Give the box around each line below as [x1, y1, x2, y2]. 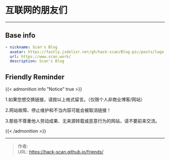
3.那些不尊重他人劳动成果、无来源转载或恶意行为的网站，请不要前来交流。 [5, 118, 160, 124]
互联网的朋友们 [5, 5, 68, 16]
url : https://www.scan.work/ [10, 54, 71, 59]
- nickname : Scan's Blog [5, 44, 58, 49]
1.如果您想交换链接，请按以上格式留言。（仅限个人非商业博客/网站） [5, 96, 145, 102]
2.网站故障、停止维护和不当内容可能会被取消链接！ [5, 107, 111, 114]
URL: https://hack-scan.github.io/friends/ [17, 149, 104, 155]
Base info [5, 31, 35, 40]
